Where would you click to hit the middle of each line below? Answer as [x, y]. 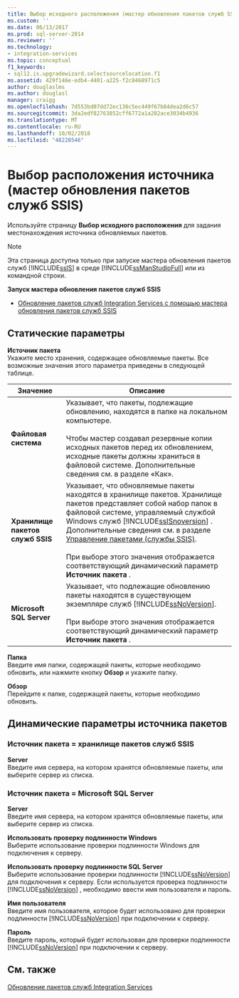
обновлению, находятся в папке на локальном [147, 412]
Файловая [29, 434]
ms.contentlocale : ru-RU [44, 127]
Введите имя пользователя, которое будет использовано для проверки [116, 910]
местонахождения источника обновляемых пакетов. [88, 233]
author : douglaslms [36, 87]
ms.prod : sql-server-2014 [46, 34]
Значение [35, 391]
